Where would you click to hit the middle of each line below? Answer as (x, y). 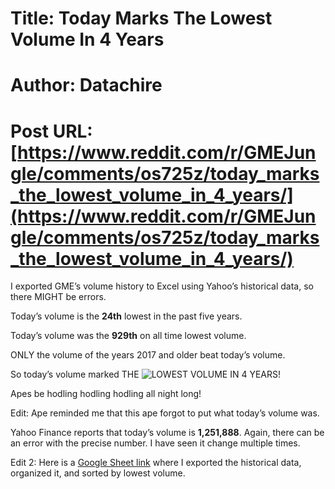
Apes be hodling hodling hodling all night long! (106, 394)
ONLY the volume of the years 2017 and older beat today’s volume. (148, 355)
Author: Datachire (86, 85)
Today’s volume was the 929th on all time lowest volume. (128, 336)
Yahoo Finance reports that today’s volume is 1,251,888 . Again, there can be (167, 433)
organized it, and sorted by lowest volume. (98, 473)
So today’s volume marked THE (75, 374)
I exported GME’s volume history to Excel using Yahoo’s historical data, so (162, 286)
